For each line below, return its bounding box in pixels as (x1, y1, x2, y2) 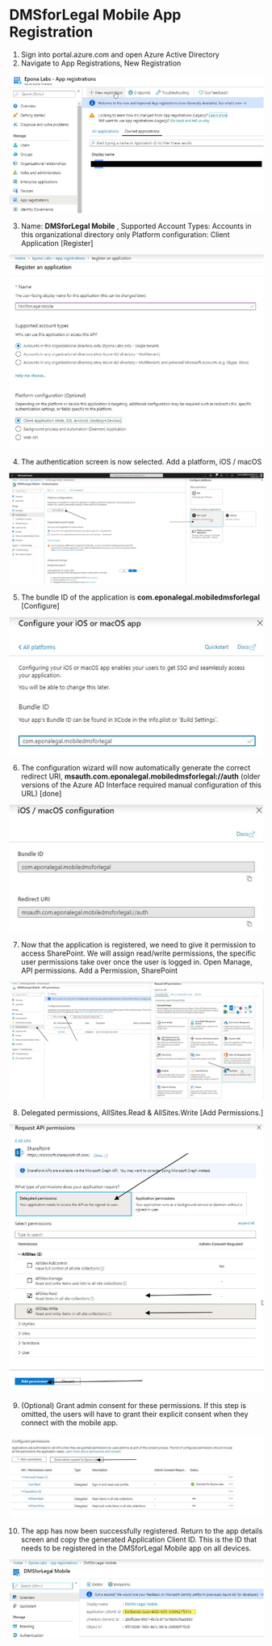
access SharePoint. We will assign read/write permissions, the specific (20, 948, 257, 958)
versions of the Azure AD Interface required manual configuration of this (20, 779, 262, 790)
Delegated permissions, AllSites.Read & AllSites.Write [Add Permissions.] (20, 1108, 264, 1118)
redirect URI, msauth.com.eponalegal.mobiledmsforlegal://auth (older (20, 771, 261, 781)
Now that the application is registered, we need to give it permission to (20, 940, 257, 949)
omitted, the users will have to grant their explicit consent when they (20, 1409, 249, 1419)
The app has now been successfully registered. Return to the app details (20, 1526, 263, 1536)
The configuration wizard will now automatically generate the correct (20, 762, 251, 772)
